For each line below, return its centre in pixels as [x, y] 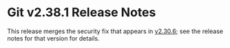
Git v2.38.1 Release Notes [82, 13]
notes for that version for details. [53, 38]
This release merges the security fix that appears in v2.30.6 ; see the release [115, 31]
